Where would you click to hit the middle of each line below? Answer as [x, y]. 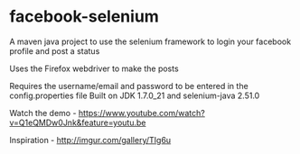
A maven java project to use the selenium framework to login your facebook [150, 41]
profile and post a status [55, 50]
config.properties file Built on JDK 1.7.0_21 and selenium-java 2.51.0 [135, 95]
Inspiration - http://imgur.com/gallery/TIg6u [90, 140]
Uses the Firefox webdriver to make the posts [94, 68]
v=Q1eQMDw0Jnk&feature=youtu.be [78, 122]
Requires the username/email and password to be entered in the [129, 86]
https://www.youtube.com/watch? [141, 113]
